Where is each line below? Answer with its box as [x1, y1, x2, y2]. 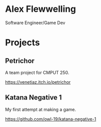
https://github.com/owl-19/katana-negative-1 [5, 116, 97, 122]
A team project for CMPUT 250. [5, 69, 69, 75]
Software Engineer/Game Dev [5, 20, 66, 26]
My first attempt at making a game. [5, 106, 76, 112]
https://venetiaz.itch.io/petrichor [5, 79, 71, 85]
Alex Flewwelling [5, 3, 76, 15]
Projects [5, 37, 40, 48]
